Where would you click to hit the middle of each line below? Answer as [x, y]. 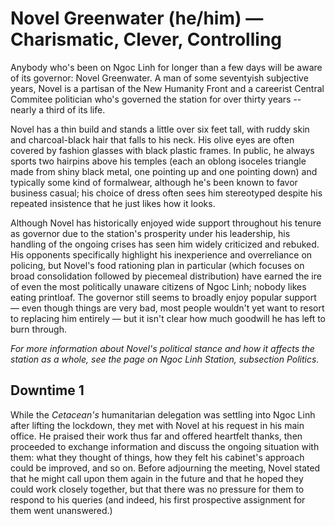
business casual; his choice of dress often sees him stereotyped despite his [166, 193]
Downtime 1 [47, 390]
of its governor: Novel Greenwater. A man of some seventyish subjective [159, 78]
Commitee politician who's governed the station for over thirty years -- [156, 99]
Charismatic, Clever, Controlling [146, 39]
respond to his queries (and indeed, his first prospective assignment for [158, 499]
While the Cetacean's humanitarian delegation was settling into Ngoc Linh [163, 414]
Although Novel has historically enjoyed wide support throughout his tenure [166, 223]
